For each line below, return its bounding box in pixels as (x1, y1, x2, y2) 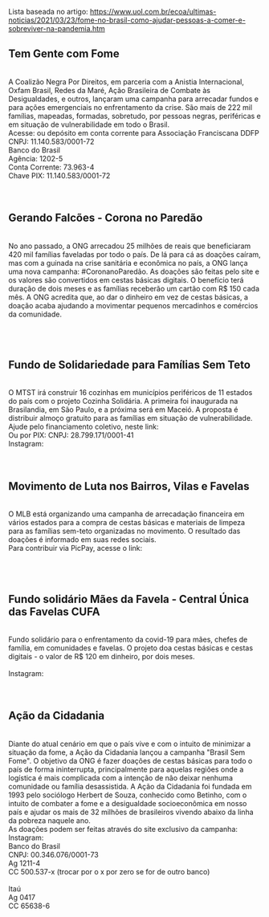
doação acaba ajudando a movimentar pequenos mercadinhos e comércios (8, 300, 259, 310)
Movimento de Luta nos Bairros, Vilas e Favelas (8, 479, 250, 493)
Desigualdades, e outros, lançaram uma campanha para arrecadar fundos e (8, 94, 259, 104)
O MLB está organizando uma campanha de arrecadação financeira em (8, 509, 245, 519)
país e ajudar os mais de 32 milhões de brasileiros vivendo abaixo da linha (8, 807, 255, 817)
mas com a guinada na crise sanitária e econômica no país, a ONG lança (8, 258, 248, 267)
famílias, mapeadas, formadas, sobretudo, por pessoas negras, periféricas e (8, 111, 261, 120)
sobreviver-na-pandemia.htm (8, 24, 106, 33)
